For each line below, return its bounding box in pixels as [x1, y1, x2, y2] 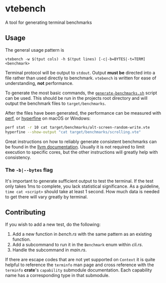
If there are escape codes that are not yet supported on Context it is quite [5, 256, 156, 262]
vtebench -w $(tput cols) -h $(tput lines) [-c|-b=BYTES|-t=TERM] [5, 57, 146, 62]
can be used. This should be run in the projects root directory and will [5, 95, 148, 101]
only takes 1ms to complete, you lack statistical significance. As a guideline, [5, 183, 160, 189]
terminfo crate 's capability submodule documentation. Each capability [5, 267, 153, 273]
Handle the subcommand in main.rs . [12, 247, 87, 253]
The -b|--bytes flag [5, 167, 53, 174]
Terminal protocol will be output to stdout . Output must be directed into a [5, 70, 156, 75]
